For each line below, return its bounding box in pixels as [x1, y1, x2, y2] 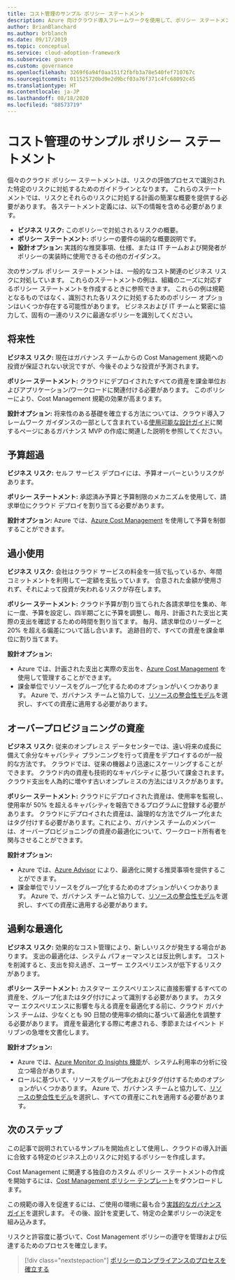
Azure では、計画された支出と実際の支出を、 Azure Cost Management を [17, 665, 227, 673]
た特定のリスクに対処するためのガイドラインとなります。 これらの [7, 184, 199, 193]
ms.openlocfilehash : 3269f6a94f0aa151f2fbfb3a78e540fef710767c [7, 69, 196, 76]
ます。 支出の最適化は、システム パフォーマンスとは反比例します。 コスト [13, 951, 226, 960]
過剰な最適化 [7, 923, 63, 935]
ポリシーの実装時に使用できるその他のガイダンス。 [17, 252, 164, 260]
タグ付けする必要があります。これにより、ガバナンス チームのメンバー [13, 818, 216, 827]
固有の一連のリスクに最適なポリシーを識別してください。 [31, 310, 197, 319]
